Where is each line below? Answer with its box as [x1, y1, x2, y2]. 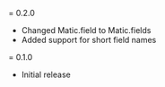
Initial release [21, 69, 71, 80]
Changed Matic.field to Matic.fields [21, 25, 152, 35]
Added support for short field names [21, 35, 157, 45]
